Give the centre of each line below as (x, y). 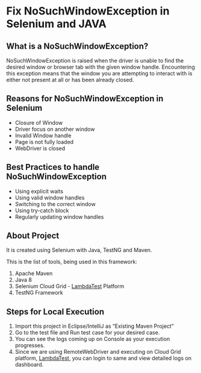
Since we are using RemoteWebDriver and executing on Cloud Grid (98, 352)
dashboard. (29, 365)
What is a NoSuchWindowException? (77, 46)
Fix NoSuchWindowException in (88, 11)
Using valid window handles (50, 198)
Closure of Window (39, 122)
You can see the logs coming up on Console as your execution (92, 339)
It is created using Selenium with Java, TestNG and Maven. (79, 250)
